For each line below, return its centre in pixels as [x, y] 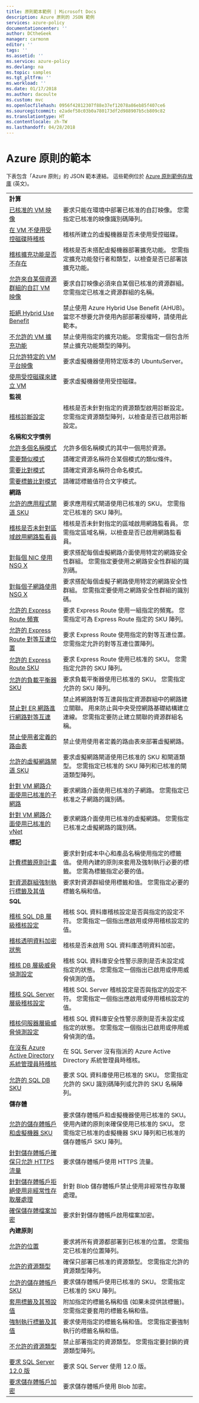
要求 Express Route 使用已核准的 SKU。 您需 [125, 659]
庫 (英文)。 [19, 183]
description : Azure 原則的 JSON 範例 [50, 17]
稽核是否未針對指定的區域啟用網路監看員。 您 [126, 524]
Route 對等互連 [30, 639]
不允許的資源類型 [33, 1346]
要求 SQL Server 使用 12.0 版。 [106, 1366]
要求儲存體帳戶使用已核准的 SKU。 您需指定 [124, 1281]
